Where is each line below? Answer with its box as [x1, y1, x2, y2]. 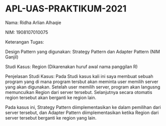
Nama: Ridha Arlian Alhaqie [5, 19, 61, 25]
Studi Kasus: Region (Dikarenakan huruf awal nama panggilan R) [5, 63, 138, 69]
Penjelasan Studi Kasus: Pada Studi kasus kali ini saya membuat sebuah [5, 73, 153, 79]
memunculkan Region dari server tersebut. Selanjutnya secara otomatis [5, 89, 152, 95]
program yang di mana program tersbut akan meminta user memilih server [5, 78, 158, 84]
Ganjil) [5, 53, 18, 60]
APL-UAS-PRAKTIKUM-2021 [5, 3, 126, 14]
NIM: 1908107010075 [5, 29, 48, 35]
